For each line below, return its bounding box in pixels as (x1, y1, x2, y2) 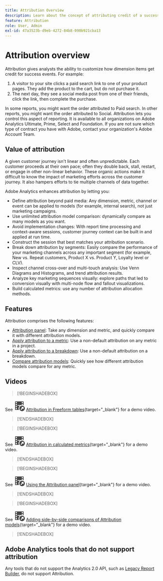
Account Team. (5, 131, 35, 137)
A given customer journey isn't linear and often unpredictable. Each (5, 158, 140, 164)
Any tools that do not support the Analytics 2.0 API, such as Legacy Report (5, 565, 155, 571)
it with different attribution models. (12, 332, 81, 338)
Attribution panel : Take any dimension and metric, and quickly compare (12, 327, 155, 333)
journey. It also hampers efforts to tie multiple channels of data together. (5, 179, 149, 185)
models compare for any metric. (12, 363, 77, 369)
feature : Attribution (5, 18, 49, 23)
